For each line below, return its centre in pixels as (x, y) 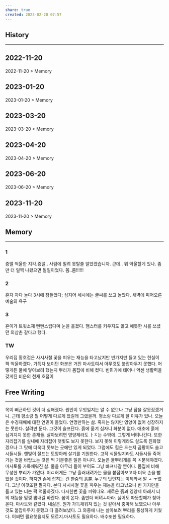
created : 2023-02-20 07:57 (33, 15)
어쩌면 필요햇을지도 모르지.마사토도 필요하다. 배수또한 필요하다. (74, 516)
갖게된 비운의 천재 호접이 (29, 376)
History (17, 35)
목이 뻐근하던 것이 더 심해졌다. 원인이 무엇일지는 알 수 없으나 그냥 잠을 (73, 410)
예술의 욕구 (16, 301)
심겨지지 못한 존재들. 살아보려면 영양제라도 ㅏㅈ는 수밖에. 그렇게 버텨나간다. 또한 (84, 435)
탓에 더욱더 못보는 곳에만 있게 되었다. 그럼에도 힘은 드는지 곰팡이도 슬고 (94, 448)
